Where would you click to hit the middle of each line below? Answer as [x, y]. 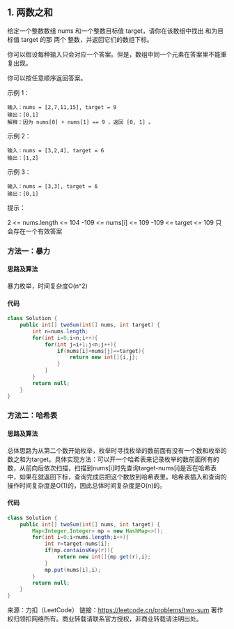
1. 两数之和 [30, 13]
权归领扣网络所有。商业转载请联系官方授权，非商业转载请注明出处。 [105, 619]
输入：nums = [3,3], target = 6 [53, 186]
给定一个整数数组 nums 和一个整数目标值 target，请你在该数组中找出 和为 [112, 31]
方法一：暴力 [29, 251]
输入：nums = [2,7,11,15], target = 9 [62, 107]
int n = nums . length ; [61, 331]
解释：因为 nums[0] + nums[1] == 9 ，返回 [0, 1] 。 [81, 122]
